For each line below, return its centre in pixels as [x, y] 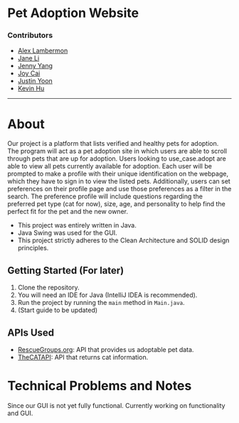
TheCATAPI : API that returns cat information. [83, 358]
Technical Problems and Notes [100, 386]
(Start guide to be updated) [58, 310]
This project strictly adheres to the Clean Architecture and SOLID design [123, 240]
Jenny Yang [35, 66]
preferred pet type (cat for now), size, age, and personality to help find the [116, 204]
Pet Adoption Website [73, 13]
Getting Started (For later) [66, 271]
